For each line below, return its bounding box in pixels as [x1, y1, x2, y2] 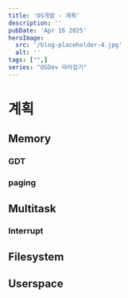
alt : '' [15, 48, 41, 56]
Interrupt [8, 226, 44, 237]
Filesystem [8, 250, 64, 263]
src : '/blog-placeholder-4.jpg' [15, 41, 123, 49]
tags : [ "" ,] [8, 56, 48, 64]
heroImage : [8, 33, 45, 42]
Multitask [8, 202, 56, 215]
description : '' [8, 19, 62, 27]
